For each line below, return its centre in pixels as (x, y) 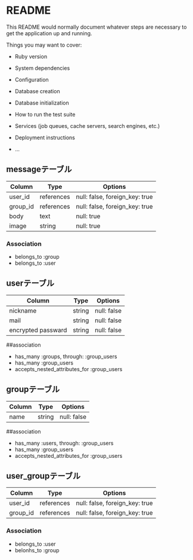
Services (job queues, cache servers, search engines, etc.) (87, 126)
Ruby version (31, 56)
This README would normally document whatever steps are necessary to (96, 27)
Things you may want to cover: (44, 45)
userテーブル (30, 284)
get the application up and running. (49, 33)
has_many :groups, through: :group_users (66, 356)
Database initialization (42, 103)
